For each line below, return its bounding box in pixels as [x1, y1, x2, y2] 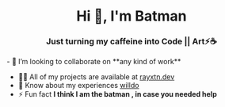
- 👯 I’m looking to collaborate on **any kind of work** [6, 57, 181, 67]
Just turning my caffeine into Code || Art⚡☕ [45, 36, 218, 47]
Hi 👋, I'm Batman [76, 7, 187, 25]
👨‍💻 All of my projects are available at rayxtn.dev [17, 72, 175, 82]
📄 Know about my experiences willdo [17, 81, 139, 90]
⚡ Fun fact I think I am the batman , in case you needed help [17, 90, 218, 99]
